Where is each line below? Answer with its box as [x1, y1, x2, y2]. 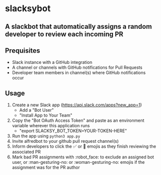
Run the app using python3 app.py [12, 133, 80, 139]
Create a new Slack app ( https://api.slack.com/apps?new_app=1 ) [12, 102, 142, 108]
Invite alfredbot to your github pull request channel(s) [12, 138, 119, 144]
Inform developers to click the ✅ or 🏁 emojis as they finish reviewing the [12, 143, 156, 149]
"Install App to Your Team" [19, 113, 73, 118]
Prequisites [5, 46, 40, 55]
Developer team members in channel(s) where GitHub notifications [12, 70, 146, 76]
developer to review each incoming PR [5, 30, 124, 38]
